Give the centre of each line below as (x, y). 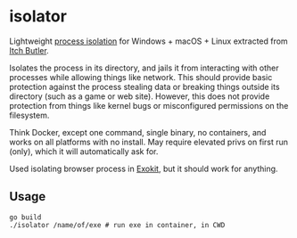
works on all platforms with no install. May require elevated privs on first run (148, 142)
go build (25, 217)
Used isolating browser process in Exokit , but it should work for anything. (144, 168)
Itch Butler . (29, 50)
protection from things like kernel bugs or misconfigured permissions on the (149, 105)
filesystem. (29, 115)
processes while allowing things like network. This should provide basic (141, 77)
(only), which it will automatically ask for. (84, 151)
